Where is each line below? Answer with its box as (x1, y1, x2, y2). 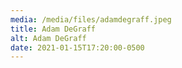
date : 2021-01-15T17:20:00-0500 (10, 42, 145, 53)
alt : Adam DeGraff (10, 33, 87, 43)
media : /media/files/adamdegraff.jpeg (10, 14, 172, 25)
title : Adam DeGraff (10, 24, 97, 34)
